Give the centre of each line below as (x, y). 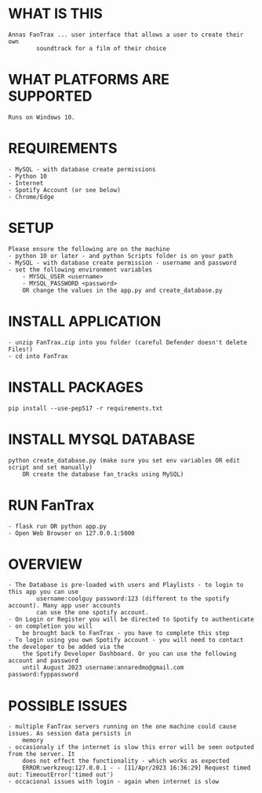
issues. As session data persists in (70, 734)
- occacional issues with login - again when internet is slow (114, 782)
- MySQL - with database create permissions (82, 169)
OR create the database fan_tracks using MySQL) (103, 474)
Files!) (21, 349)
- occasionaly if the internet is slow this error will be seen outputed (131, 747)
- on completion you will (50, 626)
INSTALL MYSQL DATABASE (102, 439)
